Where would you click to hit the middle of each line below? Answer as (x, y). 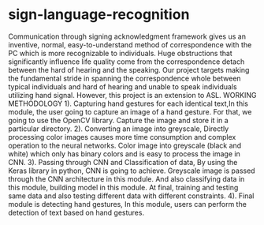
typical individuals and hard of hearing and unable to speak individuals (123, 86)
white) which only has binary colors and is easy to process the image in (124, 154)
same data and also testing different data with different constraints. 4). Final (131, 196)
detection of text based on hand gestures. (76, 212)
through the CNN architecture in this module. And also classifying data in (126, 178)
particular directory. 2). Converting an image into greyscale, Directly (119, 129)
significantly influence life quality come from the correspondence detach (126, 62)
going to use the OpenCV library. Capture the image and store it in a (118, 120)
